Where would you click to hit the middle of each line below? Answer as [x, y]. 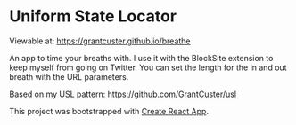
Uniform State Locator [93, 16]
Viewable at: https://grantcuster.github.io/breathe [100, 41]
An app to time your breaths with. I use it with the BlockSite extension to [141, 58]
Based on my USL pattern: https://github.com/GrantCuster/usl [123, 94]
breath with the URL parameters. [69, 76]
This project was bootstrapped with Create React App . [109, 111]
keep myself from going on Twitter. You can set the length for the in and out [148, 67]
